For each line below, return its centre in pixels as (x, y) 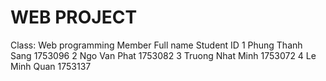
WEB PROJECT (74, 17)
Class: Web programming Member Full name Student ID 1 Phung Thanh (156, 45)
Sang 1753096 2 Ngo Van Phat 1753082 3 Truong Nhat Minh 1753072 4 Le (163, 55)
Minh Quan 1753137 (51, 66)
